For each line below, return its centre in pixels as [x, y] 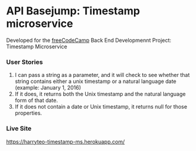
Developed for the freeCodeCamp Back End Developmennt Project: [89, 40]
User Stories [25, 62]
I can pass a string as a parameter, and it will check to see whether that [102, 75]
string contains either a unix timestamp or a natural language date [96, 81]
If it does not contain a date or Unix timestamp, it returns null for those [101, 107]
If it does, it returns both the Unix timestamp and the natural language [100, 94]
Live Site [19, 128]
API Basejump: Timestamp [73, 11]
